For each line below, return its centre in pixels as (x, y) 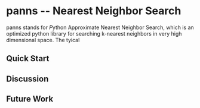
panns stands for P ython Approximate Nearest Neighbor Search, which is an (100, 27)
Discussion (27, 79)
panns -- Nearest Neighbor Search (94, 11)
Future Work (30, 99)
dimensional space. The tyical (43, 40)
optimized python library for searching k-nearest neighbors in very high (94, 33)
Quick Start (28, 58)
